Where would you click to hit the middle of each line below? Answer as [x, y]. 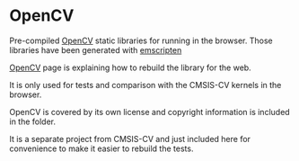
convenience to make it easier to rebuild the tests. [101, 148]
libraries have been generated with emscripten [96, 49]
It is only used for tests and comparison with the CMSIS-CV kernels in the [145, 85]
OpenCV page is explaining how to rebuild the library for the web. [130, 67]
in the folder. [33, 121]
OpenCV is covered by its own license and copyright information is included [149, 112]
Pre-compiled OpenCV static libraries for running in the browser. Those [141, 40]
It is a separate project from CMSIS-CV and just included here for [130, 139]
